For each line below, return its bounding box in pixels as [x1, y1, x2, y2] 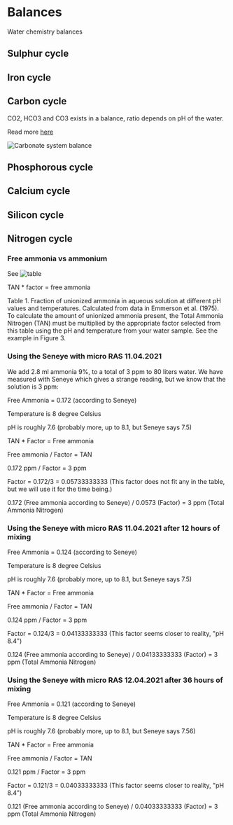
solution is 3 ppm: [7, 382, 59, 391]
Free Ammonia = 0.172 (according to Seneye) [7, 396, 137, 404]
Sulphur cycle [7, 48, 69, 60]
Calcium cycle [7, 185, 71, 197]
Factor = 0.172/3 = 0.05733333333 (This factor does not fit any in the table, [7, 477, 225, 485]
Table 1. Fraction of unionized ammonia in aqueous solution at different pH [7, 297, 222, 305]
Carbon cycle [7, 95, 67, 107]
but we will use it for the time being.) [7, 485, 113, 493]
